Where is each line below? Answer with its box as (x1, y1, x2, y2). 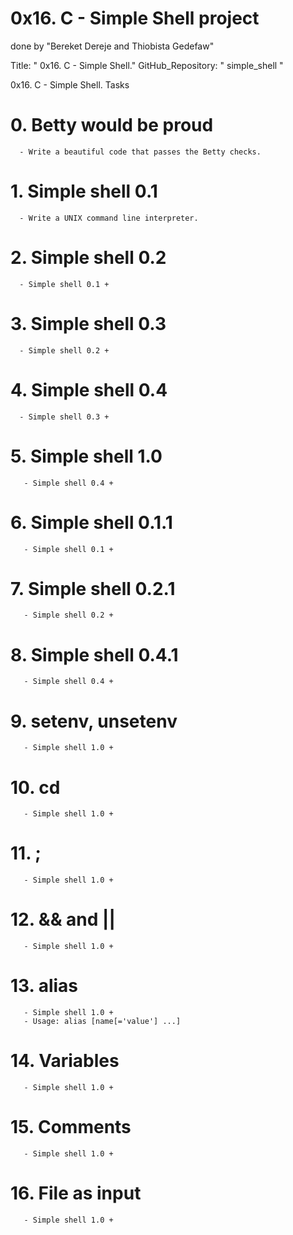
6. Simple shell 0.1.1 (10, 511, 173, 534)
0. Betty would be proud (10, 114, 214, 137)
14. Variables (10, 1050, 120, 1072)
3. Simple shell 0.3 (10, 312, 167, 335)
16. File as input (10, 1182, 142, 1205)
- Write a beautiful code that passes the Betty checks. (19, 147, 262, 157)
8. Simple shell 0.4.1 (10, 643, 179, 666)
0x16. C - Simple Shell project (10, 7, 260, 30)
